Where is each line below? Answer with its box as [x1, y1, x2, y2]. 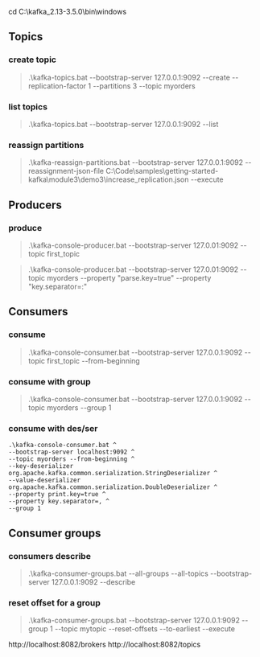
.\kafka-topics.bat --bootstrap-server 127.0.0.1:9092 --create [27, 72, 231, 82]
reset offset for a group [8, 597, 101, 608]
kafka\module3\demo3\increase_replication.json [27, 175, 189, 184]
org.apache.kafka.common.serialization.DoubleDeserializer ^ [8, 483, 218, 491]
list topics [8, 101, 48, 112]
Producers [8, 198, 63, 211]
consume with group [8, 376, 91, 387]
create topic [8, 54, 56, 65]
